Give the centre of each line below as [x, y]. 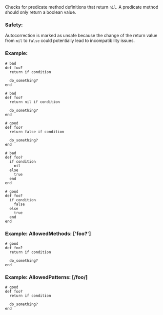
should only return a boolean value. [41, 12]
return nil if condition [35, 102]
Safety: [14, 25]
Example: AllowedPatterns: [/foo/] [46, 277]
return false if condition [37, 132]
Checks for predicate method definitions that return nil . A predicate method [82, 7]
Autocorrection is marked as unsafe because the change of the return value [81, 36]
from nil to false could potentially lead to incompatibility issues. [70, 40]
